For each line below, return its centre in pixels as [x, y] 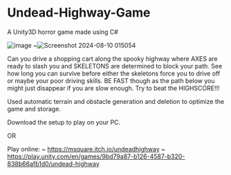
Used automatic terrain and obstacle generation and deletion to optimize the [116, 101]
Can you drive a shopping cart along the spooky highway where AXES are [112, 58]
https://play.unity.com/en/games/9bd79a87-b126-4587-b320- [96, 156]
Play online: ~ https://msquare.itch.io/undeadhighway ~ [86, 149]
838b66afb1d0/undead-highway [54, 163]
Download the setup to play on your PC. [64, 122]
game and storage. [34, 109]
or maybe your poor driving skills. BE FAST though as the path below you [111, 80]
